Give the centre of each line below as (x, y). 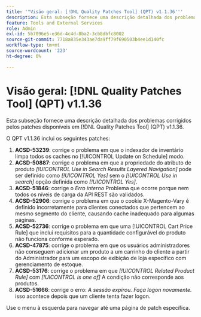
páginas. (25, 220)
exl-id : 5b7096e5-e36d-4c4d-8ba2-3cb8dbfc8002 (65, 34)
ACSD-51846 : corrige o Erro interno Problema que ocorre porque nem (102, 188)
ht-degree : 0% (24, 56)
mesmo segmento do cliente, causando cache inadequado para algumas (104, 214)
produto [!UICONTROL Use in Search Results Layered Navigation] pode (103, 169)
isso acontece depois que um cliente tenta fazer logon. (83, 296)
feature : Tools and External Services (54, 23)
